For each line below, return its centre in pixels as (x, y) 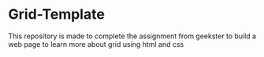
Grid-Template (56, 14)
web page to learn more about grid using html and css (96, 44)
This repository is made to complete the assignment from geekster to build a (132, 36)
